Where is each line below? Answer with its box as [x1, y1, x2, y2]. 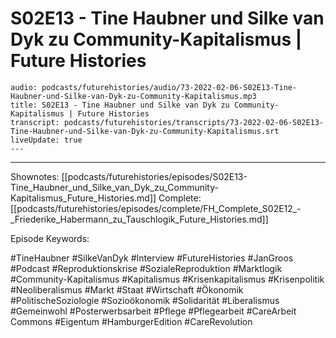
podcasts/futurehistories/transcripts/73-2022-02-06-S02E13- [63, 117, 325, 127]
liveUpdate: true [10, 135, 83, 145]
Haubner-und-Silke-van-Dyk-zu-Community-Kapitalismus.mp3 [10, 91, 257, 101]
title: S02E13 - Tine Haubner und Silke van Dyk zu [10, 100, 230, 110]
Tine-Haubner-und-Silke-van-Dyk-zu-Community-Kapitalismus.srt [10, 126, 280, 136]
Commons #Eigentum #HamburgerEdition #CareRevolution [10, 315, 253, 327]
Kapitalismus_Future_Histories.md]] [10, 192, 157, 204]
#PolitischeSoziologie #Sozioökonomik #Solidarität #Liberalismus [10, 294, 280, 306]
